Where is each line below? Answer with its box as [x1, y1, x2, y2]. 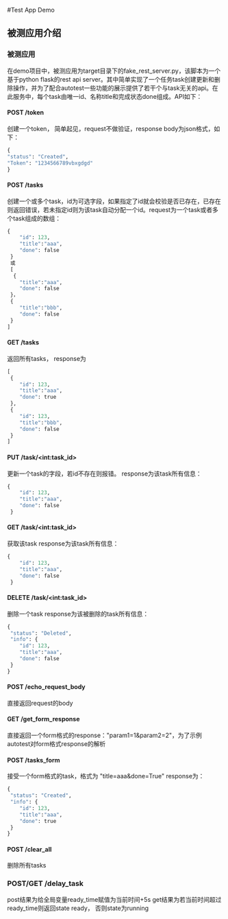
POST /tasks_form [7, 756, 60, 764]
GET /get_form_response [7, 715, 80, 723]
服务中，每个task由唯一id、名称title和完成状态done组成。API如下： [12, 92, 203, 100]
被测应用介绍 [7, 27, 62, 39]
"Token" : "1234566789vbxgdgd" [7, 159, 94, 167]
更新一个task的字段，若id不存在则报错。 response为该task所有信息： [7, 469, 202, 478]
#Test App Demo [7, 6, 55, 14]
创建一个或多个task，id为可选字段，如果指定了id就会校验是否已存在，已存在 [7, 197, 221, 205]
